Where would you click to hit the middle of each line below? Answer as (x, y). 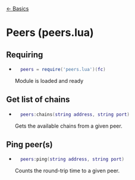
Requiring (25, 55)
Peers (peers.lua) (50, 33)
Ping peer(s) (30, 145)
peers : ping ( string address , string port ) (73, 159)
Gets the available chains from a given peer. (69, 126)
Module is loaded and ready (49, 80)
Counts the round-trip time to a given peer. (67, 171)
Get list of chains (38, 100)
